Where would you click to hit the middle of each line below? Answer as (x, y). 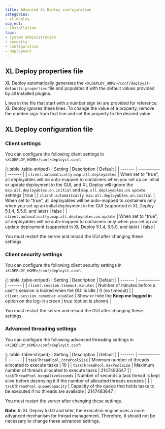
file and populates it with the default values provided (101, 88)
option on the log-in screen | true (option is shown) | (58, 301)
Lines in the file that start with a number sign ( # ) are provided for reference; (82, 103)
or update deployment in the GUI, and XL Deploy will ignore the (69, 185)
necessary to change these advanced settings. (53, 421)
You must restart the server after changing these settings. (64, 401)
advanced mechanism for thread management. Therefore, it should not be (80, 416)
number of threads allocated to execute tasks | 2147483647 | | (68, 370)
